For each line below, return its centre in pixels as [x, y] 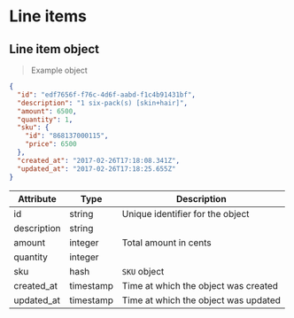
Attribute [37, 198]
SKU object [143, 271]
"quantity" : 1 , [45, 120]
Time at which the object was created [200, 285]
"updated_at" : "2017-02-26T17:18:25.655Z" [97, 169]
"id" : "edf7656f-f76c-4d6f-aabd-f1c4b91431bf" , [107, 95]
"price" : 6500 [51, 144]
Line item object [54, 49]
